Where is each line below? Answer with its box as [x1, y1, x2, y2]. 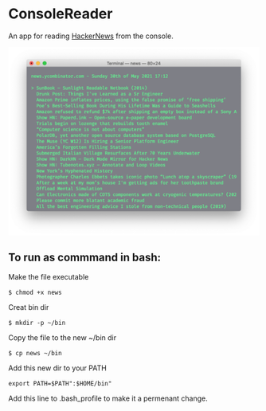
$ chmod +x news [8, 288, 62, 296]
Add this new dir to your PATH [8, 363, 108, 373]
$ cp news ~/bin [8, 349, 62, 357]
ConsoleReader [8, 5, 113, 23]
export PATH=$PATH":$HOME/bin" [8, 379, 112, 387]
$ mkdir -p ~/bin [8, 319, 66, 327]
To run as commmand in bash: [8, 251, 162, 264]
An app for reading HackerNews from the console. [8, 31, 174, 41]
